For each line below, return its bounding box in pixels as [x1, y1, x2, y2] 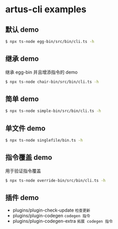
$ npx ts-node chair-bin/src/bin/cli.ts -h [5, 79, 99, 84]
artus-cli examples [5, 4, 86, 15]
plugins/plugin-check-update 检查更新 [12, 207, 91, 213]
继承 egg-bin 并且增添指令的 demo [5, 69, 78, 75]
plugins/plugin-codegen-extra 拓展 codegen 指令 [12, 218, 113, 224]
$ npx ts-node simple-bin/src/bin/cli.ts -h [5, 108, 101, 113]
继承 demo [5, 55, 39, 63]
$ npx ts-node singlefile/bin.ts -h [5, 138, 83, 143]
